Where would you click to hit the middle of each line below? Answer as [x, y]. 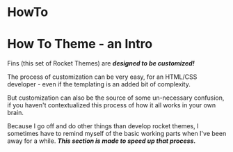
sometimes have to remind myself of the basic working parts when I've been [117, 134]
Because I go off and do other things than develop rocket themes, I [103, 126]
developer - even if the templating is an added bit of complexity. [99, 84]
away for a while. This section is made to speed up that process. [102, 141]
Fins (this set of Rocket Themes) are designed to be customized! [101, 63]
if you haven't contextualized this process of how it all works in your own [112, 105]
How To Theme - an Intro [80, 44]
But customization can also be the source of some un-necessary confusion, [116, 98]
